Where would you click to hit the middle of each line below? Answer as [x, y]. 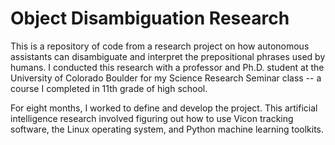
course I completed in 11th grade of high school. [109, 88]
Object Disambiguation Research [150, 18]
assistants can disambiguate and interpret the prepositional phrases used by [168, 56]
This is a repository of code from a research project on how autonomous [160, 46]
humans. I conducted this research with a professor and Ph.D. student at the [167, 67]
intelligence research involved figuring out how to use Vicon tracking [152, 118]
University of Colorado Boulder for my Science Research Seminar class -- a [166, 78]
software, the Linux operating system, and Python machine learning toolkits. [167, 129]
